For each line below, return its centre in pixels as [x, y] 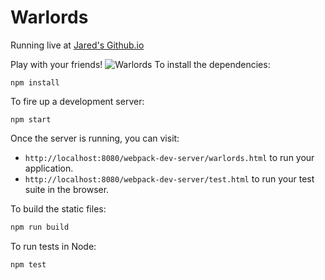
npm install [35, 82]
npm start [31, 119]
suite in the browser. [67, 189]
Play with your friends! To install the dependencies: [140, 64]
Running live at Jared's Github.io [77, 45]
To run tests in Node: [53, 246]
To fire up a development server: [77, 101]
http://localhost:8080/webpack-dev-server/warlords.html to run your [169, 157]
